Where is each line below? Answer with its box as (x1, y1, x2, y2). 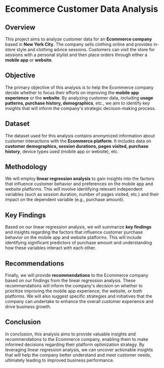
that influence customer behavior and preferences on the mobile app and (5, 181, 153, 187)
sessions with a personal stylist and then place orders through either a (5, 52, 147, 58)
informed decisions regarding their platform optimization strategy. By (5, 341, 145, 347)
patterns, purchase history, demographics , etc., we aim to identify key (5, 100, 150, 106)
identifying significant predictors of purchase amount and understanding (5, 240, 152, 246)
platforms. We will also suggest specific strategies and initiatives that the (5, 293, 153, 299)
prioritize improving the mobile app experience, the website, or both (5, 288, 142, 294)
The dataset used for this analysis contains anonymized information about (5, 133, 155, 138)
